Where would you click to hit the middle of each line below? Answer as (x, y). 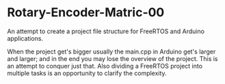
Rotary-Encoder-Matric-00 (86, 13)
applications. (25, 38)
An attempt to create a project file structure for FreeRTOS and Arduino (106, 31)
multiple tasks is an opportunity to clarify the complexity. (87, 73)
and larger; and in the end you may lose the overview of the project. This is (112, 58)
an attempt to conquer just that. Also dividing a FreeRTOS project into (105, 66)
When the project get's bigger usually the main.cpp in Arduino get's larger (111, 51)
